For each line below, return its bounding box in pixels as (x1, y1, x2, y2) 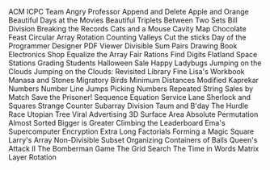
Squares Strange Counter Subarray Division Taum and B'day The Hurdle (8, 101, 249, 110)
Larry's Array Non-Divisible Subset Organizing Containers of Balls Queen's (8, 135, 258, 144)
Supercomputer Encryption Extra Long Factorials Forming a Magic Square (8, 126, 255, 136)
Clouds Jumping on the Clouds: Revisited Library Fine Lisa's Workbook (8, 67, 245, 76)
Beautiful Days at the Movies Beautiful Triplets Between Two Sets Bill (8, 15, 238, 25)
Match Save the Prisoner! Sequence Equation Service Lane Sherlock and (8, 93, 251, 102)
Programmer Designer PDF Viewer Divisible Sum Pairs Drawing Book (8, 41, 238, 51)
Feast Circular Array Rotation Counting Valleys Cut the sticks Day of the (8, 32, 247, 42)
